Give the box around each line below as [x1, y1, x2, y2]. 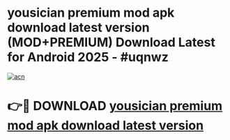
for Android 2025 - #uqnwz [7, 49, 169, 65]
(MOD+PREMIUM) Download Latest [7, 35, 216, 50]
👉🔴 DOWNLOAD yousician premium [7, 98, 223, 114]
